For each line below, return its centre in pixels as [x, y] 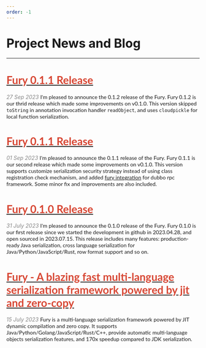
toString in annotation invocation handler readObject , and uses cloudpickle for [102, 110]
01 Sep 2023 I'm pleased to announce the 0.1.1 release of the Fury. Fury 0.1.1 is [101, 158]
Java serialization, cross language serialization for [78, 245]
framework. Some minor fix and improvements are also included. [82, 184]
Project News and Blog [74, 43]
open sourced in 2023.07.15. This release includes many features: [83, 239]
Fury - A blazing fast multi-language [90, 277]
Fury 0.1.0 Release [50, 209]
